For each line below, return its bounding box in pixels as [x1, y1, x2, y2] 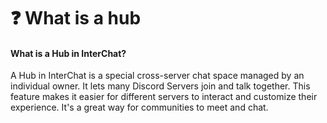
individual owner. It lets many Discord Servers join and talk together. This [10, 80, 311, 92]
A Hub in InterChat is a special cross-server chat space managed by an [10, 70, 305, 82]
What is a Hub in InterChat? [10, 47, 127, 59]
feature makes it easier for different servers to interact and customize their [10, 91, 318, 103]
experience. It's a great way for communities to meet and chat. [10, 101, 269, 114]
